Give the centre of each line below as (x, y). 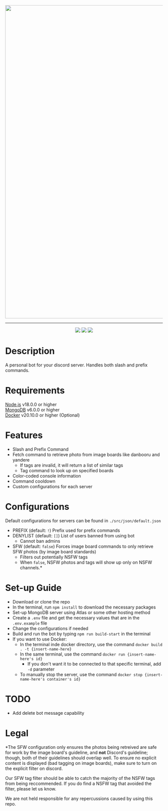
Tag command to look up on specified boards (67, 470)
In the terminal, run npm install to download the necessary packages (84, 607)
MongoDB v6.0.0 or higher (32, 410)
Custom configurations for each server (52, 486)
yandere (21, 460)
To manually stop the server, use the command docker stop (81, 674)
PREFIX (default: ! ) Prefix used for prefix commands (66, 530)
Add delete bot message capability (48, 713)
